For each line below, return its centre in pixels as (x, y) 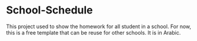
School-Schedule (49, 10)
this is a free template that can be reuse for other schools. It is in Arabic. (94, 32)
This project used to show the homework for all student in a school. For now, (99, 26)
